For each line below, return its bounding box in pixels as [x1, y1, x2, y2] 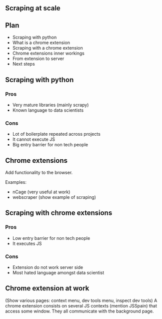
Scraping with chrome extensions [5, 209, 112, 217]
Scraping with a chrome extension [12, 45, 83, 51]
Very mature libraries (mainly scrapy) [12, 102, 89, 108]
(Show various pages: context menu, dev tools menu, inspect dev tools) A [5, 297, 157, 303]
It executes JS [12, 240, 42, 246]
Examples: [5, 179, 26, 185]
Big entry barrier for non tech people [12, 142, 88, 148]
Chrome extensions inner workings [12, 50, 85, 57]
